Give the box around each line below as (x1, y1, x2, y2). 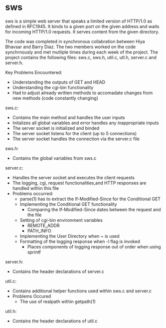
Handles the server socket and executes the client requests (12, 174, 135, 180)
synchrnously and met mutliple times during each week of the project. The (5, 49, 159, 55)
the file (27, 212, 42, 218)
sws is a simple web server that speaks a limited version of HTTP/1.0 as (5, 18, 153, 24)
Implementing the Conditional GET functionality (19, 201, 117, 207)
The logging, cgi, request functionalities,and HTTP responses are (12, 180, 147, 186)
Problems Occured (12, 293, 51, 299)
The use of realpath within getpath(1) (19, 298, 96, 304)
